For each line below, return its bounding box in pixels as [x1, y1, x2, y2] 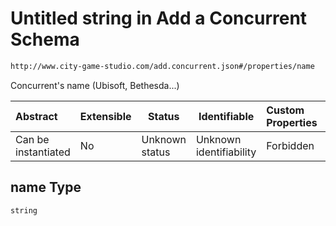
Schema [10, 28, 80, 51]
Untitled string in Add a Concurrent [10, 7, 308, 30]
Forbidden [266, 138, 315, 152]
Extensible [79, 109, 132, 123]
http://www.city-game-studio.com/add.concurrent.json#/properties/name [10, 61, 315, 71]
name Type [10, 179, 82, 196]
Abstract [15, 109, 58, 123]
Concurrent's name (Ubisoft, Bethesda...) [10, 79, 180, 91]
